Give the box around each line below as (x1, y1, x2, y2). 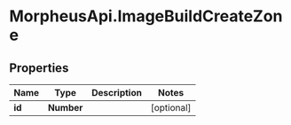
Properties (9, 60, 69, 75)
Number (47, 102, 83, 113)
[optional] (150, 102, 192, 113)
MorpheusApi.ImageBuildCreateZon (9, 6, 283, 27)
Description (91, 87, 142, 98)
